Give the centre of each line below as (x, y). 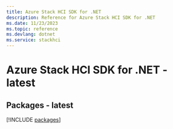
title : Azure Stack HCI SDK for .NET (54, 12)
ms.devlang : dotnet (31, 35)
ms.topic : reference (32, 29)
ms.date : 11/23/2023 (32, 23)
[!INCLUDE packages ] (34, 120)
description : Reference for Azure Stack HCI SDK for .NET (81, 18)
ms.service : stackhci (34, 40)
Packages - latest (40, 105)
